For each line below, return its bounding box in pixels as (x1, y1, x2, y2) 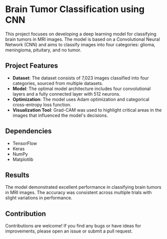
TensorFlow (12, 140, 37, 146)
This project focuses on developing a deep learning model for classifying (5, 31, 157, 37)
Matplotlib (12, 156, 34, 162)
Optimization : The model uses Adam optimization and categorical (12, 96, 150, 102)
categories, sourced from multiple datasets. (12, 80, 103, 86)
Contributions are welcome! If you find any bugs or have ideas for (5, 223, 141, 229)
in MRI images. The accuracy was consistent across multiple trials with (5, 190, 152, 196)
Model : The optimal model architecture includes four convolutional (12, 86, 151, 92)
